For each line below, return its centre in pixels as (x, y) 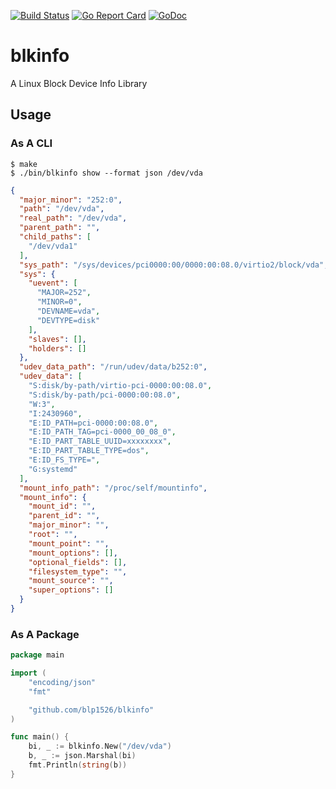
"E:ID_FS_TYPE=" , (64, 460)
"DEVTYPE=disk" (68, 320)
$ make (24, 164)
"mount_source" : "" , (71, 581)
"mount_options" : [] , (73, 553)
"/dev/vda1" (53, 246)
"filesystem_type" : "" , (78, 571)
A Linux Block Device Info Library (79, 83)
